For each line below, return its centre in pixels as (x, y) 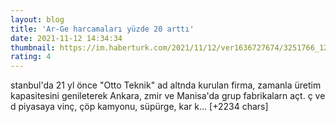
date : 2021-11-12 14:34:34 (66, 38)
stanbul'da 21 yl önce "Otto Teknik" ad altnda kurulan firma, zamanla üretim (166, 85)
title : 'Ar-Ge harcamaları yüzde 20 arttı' (102, 29)
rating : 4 (31, 57)
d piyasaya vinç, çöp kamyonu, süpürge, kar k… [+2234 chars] (139, 107)
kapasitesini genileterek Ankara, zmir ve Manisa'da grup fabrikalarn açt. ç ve (168, 96)
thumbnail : (33, 47)
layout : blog (37, 19)
